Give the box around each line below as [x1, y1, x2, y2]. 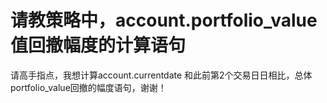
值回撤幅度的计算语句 [10, 34, 187, 57]
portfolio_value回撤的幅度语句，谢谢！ [10, 81, 167, 93]
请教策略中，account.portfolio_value [10, 9, 318, 32]
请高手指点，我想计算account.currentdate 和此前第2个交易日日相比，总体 [10, 69, 313, 81]
